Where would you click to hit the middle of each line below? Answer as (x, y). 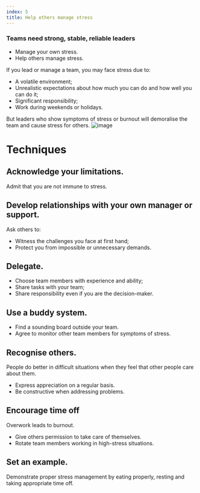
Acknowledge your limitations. (65, 172)
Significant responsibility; (46, 101)
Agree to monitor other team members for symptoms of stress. (93, 334)
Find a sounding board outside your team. (67, 327)
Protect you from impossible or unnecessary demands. (83, 247)
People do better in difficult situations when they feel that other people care (100, 367)
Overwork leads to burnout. (40, 425)
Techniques (36, 149)
